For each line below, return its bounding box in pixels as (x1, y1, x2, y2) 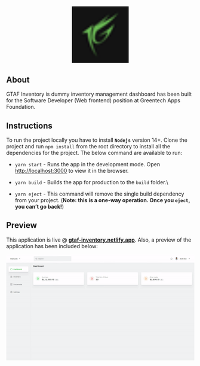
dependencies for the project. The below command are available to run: (6, 150, 183, 156)
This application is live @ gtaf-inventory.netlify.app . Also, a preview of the (6, 236, 192, 243)
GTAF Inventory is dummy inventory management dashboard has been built (6, 90, 192, 98)
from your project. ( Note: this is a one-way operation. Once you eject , (14, 197, 190, 203)
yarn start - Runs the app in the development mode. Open (14, 161, 160, 167)
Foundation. (6, 103, 36, 111)
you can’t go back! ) (14, 203, 64, 210)
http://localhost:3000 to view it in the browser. (14, 167, 129, 174)
